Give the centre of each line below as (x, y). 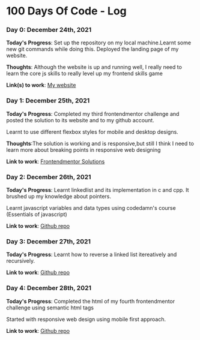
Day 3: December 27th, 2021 (49, 241)
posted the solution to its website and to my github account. (80, 120)
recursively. (21, 261)
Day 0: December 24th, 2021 (49, 30)
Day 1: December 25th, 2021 (48, 101)
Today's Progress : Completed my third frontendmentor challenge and (93, 114)
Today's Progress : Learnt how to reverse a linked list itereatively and (92, 255)
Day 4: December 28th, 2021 (49, 288)
